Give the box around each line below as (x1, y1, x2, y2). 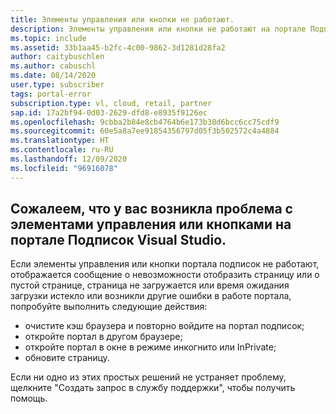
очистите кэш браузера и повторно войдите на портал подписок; (24, 320, 305, 332)
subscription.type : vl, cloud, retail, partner (10, 98, 213, 108)
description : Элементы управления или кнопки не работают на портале (10, 24, 307, 34)
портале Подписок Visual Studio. (10, 232, 227, 249)
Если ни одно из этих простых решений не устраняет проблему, (10, 371, 287, 383)
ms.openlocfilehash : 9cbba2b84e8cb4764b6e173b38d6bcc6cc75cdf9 (10, 117, 280, 127)
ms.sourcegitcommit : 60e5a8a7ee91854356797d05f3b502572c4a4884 (10, 126, 280, 136)
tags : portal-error (10, 89, 92, 99)
